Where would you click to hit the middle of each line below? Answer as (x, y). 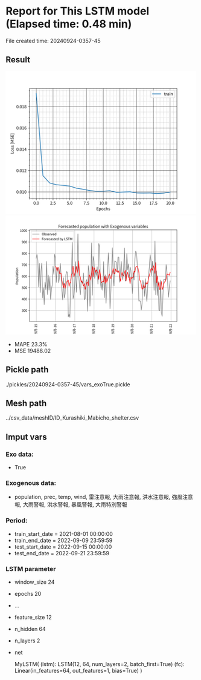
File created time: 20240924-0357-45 (53, 41)
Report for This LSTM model (78, 11)
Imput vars (26, 437)
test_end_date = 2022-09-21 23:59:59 (62, 553)
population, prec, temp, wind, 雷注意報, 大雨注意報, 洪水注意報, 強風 (98, 497)
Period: (17, 521)
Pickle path (27, 370)
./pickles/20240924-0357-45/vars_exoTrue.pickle (68, 384)
